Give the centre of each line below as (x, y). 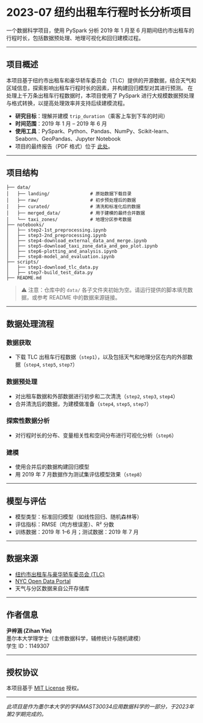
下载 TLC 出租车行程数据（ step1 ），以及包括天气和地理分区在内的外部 (101, 357)
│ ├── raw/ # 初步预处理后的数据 (71, 200)
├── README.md (24, 278)
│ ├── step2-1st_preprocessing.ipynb (56, 230)
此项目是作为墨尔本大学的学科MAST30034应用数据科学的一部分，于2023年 (100, 707)
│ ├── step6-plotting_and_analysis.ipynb (62, 251)
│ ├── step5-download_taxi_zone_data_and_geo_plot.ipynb (82, 246)
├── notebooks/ (25, 225)
